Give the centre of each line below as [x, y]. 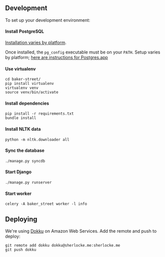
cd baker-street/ [23, 79]
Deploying [21, 219]
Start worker [18, 193]
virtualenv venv [22, 88]
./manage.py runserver [28, 183]
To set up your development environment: [48, 20]
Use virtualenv [21, 68]
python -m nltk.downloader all [37, 139]
